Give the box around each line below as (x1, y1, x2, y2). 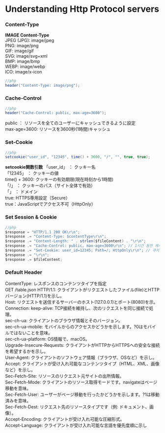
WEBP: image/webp (5, 64, 46, 70)
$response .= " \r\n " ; (5, 253, 50, 257)
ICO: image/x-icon (5, 69, 42, 75)
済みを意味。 (5, 397, 31, 403)
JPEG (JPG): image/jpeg (5, 37, 55, 43)
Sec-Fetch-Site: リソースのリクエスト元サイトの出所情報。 (5, 373, 124, 379)
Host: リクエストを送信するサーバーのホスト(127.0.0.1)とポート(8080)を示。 (5, 299, 158, 305)
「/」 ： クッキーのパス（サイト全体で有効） (5, 182, 95, 188)
